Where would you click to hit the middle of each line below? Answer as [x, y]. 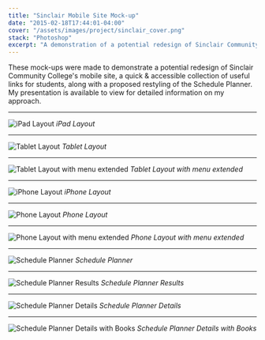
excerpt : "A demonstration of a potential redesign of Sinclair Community [134, 45]
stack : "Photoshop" [40, 38]
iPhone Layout [88, 192]
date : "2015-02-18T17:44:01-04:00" [67, 23]
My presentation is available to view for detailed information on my [116, 93]
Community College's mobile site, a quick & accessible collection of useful [129, 76]
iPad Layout [76, 124]
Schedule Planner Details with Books [197, 328]
